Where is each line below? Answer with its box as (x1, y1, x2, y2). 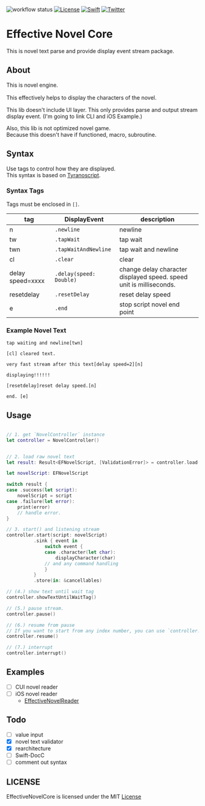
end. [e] (6, 394, 29, 400)
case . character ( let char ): (45, 549, 116, 555)
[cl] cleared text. (6, 351, 56, 357)
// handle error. (17, 510, 62, 516)
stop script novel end (119, 300, 180, 309)
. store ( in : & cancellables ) (33, 577, 103, 584)
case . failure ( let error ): (6, 498, 75, 504)
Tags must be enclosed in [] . (6, 200, 80, 208)
